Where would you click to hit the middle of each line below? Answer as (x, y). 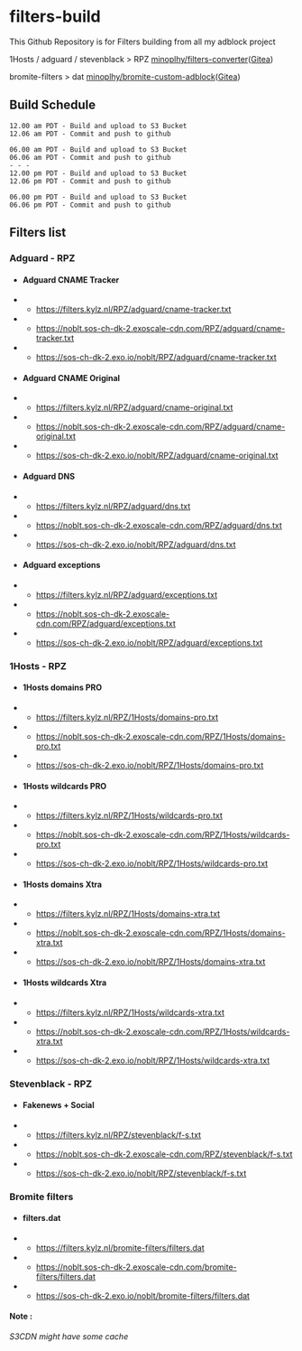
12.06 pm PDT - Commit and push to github (90, 181)
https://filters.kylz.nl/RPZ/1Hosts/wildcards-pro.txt (129, 815)
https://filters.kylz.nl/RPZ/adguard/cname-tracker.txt (133, 310)
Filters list (38, 233)
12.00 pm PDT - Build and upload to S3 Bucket (98, 173)
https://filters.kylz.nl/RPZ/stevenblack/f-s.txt (118, 1134)
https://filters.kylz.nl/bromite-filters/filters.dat (120, 1247)
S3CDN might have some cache (69, 1337)
